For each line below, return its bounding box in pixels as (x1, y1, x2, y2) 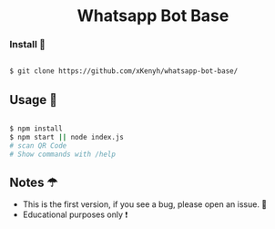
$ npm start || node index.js (9, 133, 125, 142)
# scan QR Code (9, 141, 67, 151)
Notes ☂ (9, 175, 58, 191)
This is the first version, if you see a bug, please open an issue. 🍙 (22, 199, 268, 210)
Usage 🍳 (9, 92, 57, 108)
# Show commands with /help (9, 150, 117, 159)
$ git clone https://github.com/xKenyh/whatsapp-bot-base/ (9, 67, 239, 76)
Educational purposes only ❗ (22, 209, 128, 220)
